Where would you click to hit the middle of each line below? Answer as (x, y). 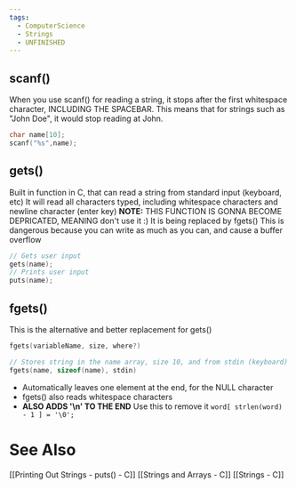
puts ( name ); (31, 281)
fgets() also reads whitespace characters (97, 397)
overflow (25, 239)
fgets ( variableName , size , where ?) (75, 346)
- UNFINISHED (41, 42)
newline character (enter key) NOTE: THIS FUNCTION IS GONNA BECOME (146, 211)
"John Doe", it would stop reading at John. (86, 119)
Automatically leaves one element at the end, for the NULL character (148, 387)
